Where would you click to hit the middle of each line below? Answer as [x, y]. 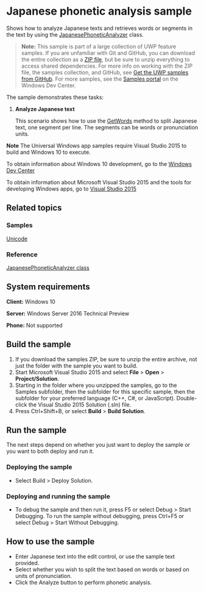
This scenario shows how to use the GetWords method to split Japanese [106, 121]
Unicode [17, 239]
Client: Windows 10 [31, 301]
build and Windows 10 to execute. [49, 152]
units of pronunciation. [43, 576]
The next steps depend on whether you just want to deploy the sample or [98, 445]
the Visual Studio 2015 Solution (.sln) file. [80, 405]
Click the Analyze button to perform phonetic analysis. [83, 582]
